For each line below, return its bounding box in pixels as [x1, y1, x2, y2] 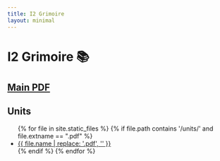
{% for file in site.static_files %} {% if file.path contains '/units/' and [17, 124, 214, 133]
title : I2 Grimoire [7, 10, 65, 18]
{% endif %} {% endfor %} [17, 146, 96, 155]
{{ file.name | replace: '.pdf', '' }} [17, 139, 111, 148]
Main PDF [7, 82, 51, 94]
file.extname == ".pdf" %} [17, 131, 93, 140]
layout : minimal [7, 17, 55, 24]
